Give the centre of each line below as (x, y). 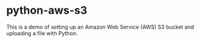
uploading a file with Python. (42, 33)
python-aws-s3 (47, 10)
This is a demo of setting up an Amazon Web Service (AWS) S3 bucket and (100, 27)
